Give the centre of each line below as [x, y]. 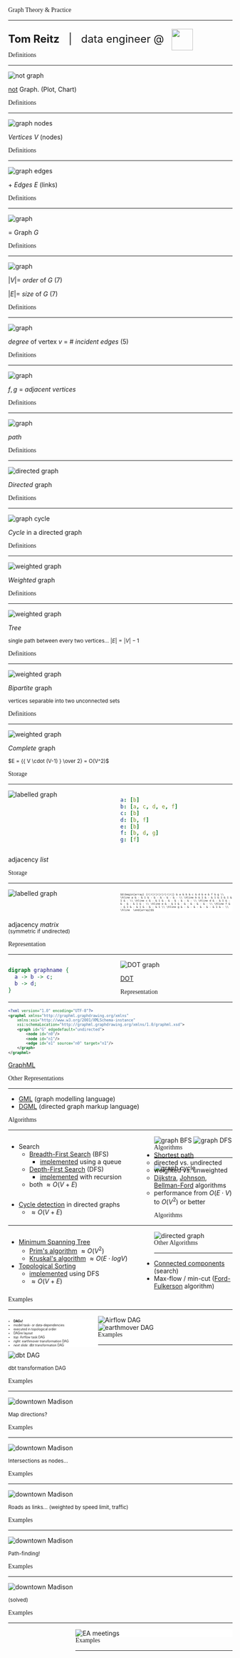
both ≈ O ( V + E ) [53, 1184]
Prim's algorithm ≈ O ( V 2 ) [67, 1250]
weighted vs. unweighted [191, 1170]
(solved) [18, 1600]
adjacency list [28, 860]
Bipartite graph [30, 688]
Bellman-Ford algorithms [190, 1185]
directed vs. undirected [188, 1163]
